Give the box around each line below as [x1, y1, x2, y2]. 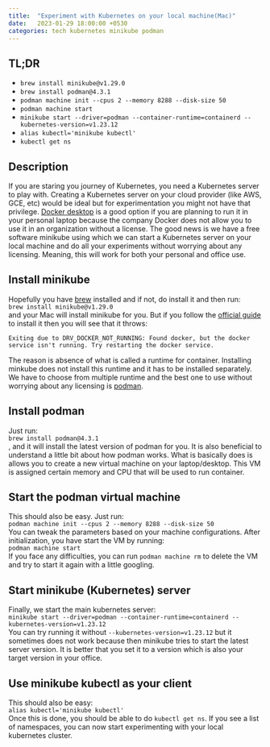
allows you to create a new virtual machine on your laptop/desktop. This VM [8, 459, 261, 468]
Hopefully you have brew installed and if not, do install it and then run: [8, 294, 241, 304]
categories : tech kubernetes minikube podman [8, 27, 164, 35]
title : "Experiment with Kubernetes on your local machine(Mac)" [8, 11, 236, 20]
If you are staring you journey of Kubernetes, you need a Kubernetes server [8, 181, 260, 190]
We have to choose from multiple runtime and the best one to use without [8, 372, 252, 382]
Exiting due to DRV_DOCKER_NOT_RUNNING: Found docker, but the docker [8, 334, 251, 342]
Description [8, 160, 69, 173]
